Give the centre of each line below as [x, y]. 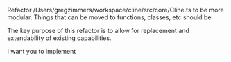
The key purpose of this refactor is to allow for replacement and [98, 31]
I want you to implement [42, 51]
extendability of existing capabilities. [59, 38]
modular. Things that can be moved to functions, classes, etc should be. [110, 17]
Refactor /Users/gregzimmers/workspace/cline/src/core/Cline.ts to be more [115, 10]
